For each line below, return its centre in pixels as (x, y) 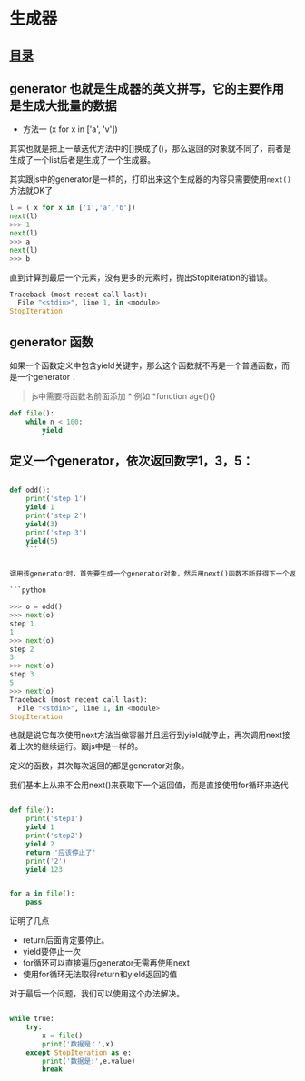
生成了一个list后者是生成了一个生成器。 (83, 160)
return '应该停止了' (61, 852)
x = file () (63, 1036)
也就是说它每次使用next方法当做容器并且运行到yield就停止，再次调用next (146, 735)
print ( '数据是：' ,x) (78, 1044)
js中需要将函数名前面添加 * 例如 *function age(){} (123, 395)
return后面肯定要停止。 (66, 940)
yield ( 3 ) (42, 524)
